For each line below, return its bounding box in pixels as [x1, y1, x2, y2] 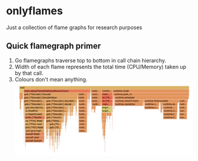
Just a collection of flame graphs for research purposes [6, 24, 142, 31]
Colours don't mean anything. [14, 75, 88, 83]
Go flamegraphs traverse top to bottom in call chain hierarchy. [14, 56, 167, 64]
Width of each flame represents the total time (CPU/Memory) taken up [14, 63, 187, 70]
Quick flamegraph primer [6, 41, 101, 51]
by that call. [14, 70, 43, 77]
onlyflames [6, 4, 63, 18]
